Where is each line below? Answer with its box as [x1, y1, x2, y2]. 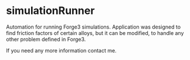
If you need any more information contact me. [6, 47, 117, 54]
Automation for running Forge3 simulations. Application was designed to [6, 23, 181, 30]
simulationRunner [6, 4, 95, 17]
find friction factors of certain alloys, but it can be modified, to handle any [6, 29, 184, 36]
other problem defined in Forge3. [6, 36, 86, 43]
